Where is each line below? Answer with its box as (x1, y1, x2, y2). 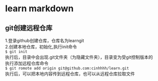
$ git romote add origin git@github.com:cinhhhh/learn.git (5, 66, 129, 71)
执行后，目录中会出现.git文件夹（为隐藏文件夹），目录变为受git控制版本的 (5, 54, 153, 60)
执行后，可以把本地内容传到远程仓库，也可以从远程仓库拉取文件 (5, 71, 135, 77)
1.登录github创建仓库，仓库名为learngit (5, 38, 84, 43)
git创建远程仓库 (5, 24, 53, 32)
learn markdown (5, 3, 74, 14)
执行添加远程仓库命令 (5, 60, 48, 66)
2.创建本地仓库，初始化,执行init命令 (5, 44, 78, 50)
